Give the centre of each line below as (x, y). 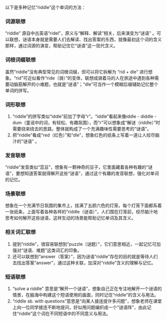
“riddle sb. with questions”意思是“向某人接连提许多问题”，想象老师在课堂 (87, 301)
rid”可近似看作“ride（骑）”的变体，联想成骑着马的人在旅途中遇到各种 (85, 78)
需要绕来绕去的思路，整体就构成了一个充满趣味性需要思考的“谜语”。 (82, 129)
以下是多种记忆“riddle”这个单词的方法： (45, 7)
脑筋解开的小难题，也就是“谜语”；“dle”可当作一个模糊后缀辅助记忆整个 (86, 84)
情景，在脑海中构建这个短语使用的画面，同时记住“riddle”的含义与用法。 (85, 295)
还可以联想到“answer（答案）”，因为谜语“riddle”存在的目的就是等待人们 (85, 256)
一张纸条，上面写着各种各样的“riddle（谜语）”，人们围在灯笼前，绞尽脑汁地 (82, 212)
